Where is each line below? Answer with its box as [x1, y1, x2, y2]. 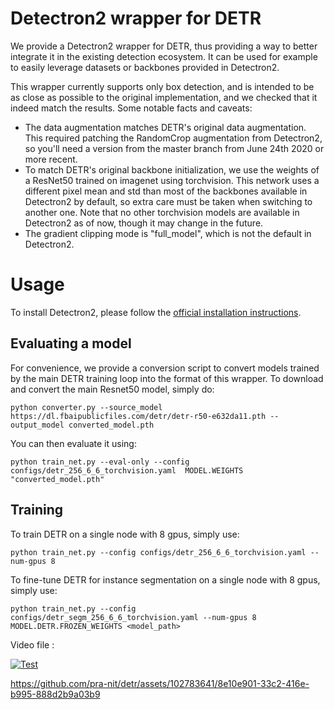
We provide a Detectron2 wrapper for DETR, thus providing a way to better [10, 40, 318, 52]
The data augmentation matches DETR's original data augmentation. [24, 121, 307, 133]
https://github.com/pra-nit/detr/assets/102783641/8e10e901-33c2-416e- [10, 677, 310, 689]
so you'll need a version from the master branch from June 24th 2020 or [24, 142, 325, 154]
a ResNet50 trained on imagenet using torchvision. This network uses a [24, 174, 320, 186]
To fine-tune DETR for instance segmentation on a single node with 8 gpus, [10, 573, 321, 586]
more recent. [24, 153, 78, 165]
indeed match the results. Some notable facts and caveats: [10, 102, 253, 114]
